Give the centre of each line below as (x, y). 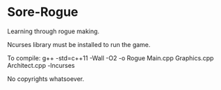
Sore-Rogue (43, 12)
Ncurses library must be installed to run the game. (79, 44)
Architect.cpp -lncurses (41, 65)
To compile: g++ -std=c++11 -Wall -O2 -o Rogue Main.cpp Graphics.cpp (110, 58)
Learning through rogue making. (53, 31)
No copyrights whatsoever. (46, 79)
